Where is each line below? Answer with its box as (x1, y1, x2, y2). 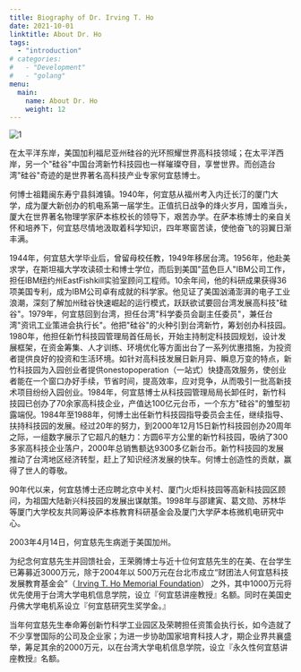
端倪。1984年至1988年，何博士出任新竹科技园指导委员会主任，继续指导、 (16, 409, 288, 421)
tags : (9, 38, 30, 47)
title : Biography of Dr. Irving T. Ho (9, 13, 154, 22)
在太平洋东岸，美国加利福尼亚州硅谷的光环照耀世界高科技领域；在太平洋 (9, 148, 276, 158)
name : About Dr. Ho (25, 96, 99, 106)
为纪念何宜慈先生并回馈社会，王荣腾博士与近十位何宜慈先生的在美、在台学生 (9, 556, 292, 566)
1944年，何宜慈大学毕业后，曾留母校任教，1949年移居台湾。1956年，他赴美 (9, 252, 291, 264)
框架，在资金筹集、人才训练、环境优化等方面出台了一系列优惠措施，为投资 (16, 342, 292, 353)
